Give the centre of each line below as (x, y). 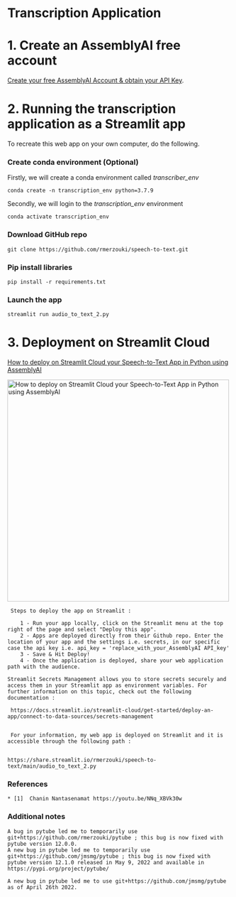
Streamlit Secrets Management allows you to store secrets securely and (117, 680)
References (28, 784)
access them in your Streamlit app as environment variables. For (107, 686)
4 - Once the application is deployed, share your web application (122, 661)
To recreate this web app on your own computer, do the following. (103, 144)
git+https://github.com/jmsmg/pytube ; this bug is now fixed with (109, 856)
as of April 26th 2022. (43, 887)
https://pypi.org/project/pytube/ (58, 869)
